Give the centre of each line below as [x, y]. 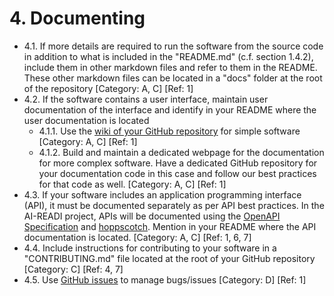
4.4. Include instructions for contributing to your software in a [150, 248]
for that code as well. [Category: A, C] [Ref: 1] [132, 184]
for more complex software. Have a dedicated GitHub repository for [178, 163]
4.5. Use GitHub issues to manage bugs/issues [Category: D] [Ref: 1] [165, 279]
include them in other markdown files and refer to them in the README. [170, 67]
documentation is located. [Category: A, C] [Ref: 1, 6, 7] [137, 237]
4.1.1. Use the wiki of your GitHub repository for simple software [169, 131]
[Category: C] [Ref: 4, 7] [73, 269]
